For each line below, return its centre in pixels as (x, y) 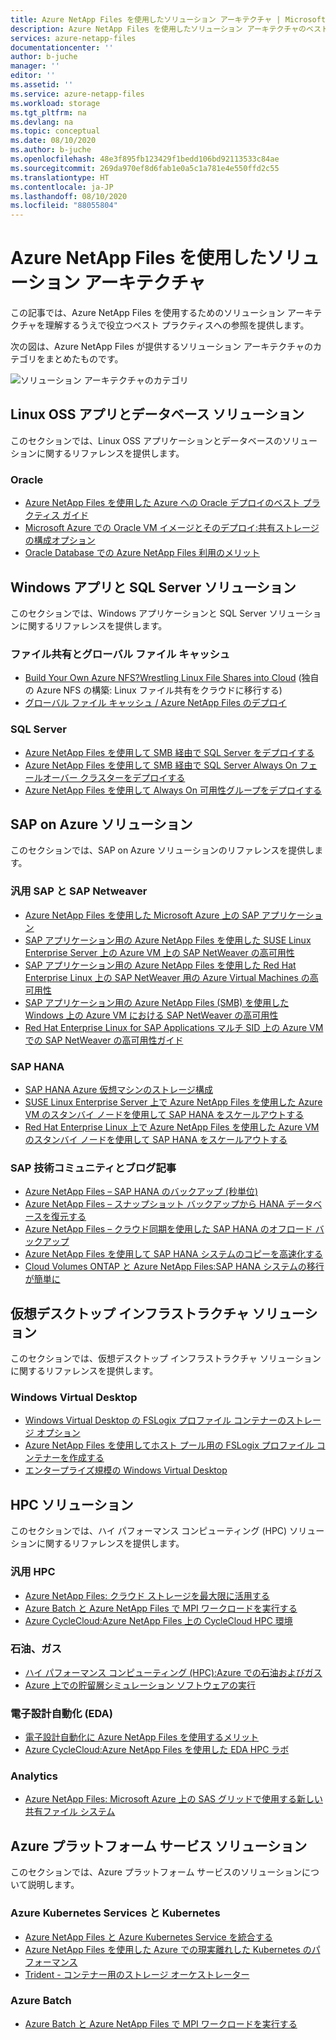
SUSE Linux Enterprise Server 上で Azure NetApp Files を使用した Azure (173, 1102)
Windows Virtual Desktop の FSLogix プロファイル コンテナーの (155, 1420)
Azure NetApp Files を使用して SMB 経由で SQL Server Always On (161, 765)
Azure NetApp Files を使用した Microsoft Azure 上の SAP (142, 915)
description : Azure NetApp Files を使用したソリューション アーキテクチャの (158, 29)
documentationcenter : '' (62, 47)
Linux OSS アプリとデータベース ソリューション (157, 414)
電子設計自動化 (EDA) (62, 1713)
